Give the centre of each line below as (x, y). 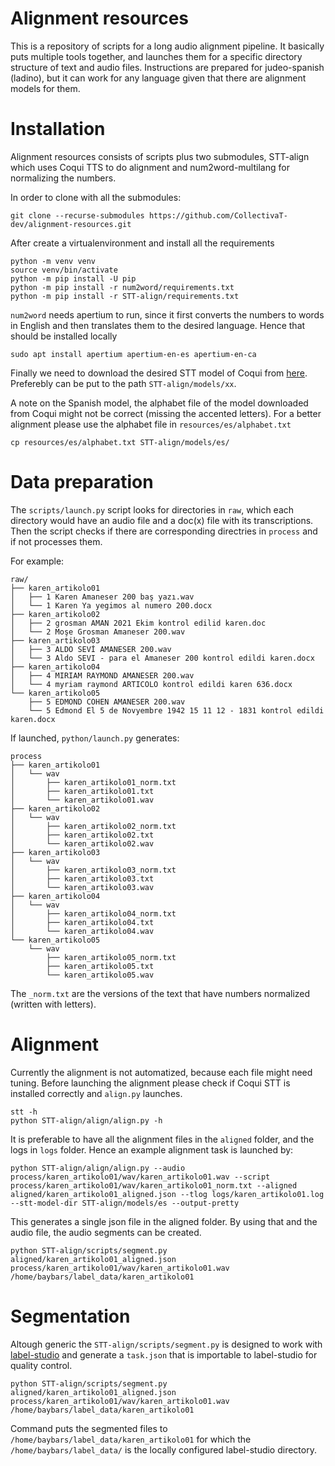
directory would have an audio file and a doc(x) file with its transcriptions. (162, 520)
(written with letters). (53, 1004)
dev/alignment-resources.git (71, 224)
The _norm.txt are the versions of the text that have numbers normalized (160, 993)
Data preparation (82, 482)
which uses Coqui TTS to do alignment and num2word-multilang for (150, 167)
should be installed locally (64, 336)
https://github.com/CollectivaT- (218, 215)
